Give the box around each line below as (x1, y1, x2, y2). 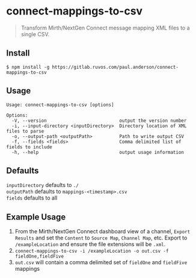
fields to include (6, 144, 52, 150)
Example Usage (6, 212, 66, 222)
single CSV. (20, 30, 50, 37)
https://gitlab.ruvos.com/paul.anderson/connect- (52, 64, 179, 70)
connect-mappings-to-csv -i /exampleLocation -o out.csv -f (14, 248, 169, 254)
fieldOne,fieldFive (14, 253, 64, 260)
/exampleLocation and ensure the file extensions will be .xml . (14, 241, 166, 248)
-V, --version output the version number (11, 118, 187, 124)
